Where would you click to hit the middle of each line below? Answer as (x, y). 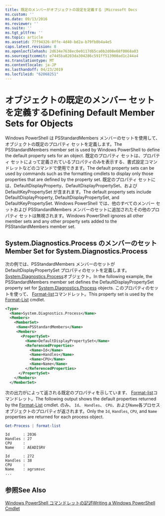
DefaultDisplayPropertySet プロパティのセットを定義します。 (67, 270)
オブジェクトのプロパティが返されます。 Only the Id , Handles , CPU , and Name (81, 411)
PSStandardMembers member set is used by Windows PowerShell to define (82, 150)
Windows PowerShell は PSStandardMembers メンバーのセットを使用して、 (82, 138)
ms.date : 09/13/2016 (27, 19)
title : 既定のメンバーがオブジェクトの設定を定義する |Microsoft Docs (71, 10)
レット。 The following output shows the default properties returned (87, 399)
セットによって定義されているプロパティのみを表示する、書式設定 (78, 162)
